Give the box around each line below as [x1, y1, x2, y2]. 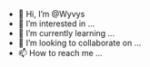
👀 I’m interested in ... [17, 18, 95, 29]
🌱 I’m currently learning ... [17, 28, 115, 38]
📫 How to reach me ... [17, 48, 103, 58]
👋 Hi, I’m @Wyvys [17, 9, 85, 19]
